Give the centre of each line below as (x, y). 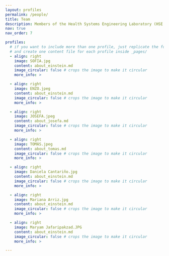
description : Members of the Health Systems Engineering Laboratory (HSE (84, 24)
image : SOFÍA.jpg (32, 61)
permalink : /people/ (27, 15)
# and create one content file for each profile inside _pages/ (78, 51)
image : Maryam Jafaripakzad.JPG (48, 227)
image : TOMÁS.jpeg (33, 144)
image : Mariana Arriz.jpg (41, 200)
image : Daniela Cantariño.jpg (46, 172)
